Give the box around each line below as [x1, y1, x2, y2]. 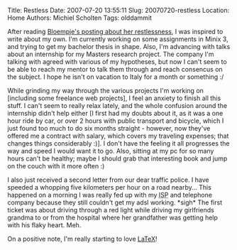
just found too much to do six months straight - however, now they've [7, 124, 211, 132]
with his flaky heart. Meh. [7, 221, 82, 229]
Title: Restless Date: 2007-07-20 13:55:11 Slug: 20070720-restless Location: [7, 6, 230, 14]
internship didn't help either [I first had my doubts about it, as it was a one [7, 109, 224, 117]
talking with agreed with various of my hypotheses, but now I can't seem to [7, 58, 227, 66]
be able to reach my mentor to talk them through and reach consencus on [7, 65, 224, 73]
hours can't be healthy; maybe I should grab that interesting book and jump [7, 154, 228, 163]
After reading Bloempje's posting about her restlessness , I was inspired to [7, 28, 224, 36]
